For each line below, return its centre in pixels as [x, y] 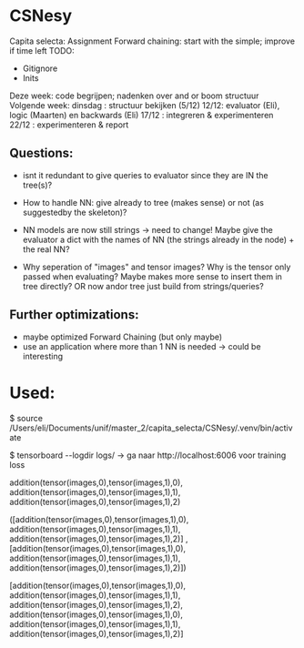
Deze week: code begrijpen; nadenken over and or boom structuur [134, 96]
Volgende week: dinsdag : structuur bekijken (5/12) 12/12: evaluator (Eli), [145, 105]
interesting [43, 356]
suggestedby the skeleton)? [75, 212]
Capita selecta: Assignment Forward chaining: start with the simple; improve [152, 41]
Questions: [41, 153]
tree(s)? [37, 185]
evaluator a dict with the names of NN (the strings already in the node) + [158, 239]
